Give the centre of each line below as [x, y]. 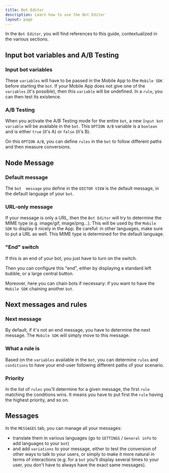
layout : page [19, 19]
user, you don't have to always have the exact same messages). [79, 465]
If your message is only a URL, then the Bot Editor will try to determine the [83, 218]
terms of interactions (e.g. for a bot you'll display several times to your [86, 459]
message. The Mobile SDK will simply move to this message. [68, 336]
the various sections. [27, 39]
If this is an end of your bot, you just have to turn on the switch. [71, 258]
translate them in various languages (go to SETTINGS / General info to [85, 438]
